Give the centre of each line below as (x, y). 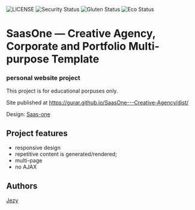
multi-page (28, 161)
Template (75, 59)
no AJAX (26, 167)
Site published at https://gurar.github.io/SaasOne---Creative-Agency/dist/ (97, 103)
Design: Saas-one (28, 114)
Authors (22, 186)
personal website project (43, 78)
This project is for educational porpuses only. (62, 91)
